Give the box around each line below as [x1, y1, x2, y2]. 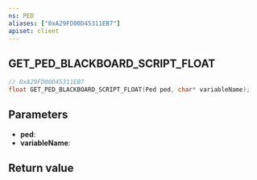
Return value [8, 161, 74, 175]
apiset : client [8, 27, 60, 35]
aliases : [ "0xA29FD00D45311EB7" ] [8, 19, 121, 27]
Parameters [8, 108, 68, 122]
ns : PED [8, 11, 35, 20]
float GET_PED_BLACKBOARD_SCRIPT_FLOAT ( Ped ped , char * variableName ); [8, 86, 251, 94]
